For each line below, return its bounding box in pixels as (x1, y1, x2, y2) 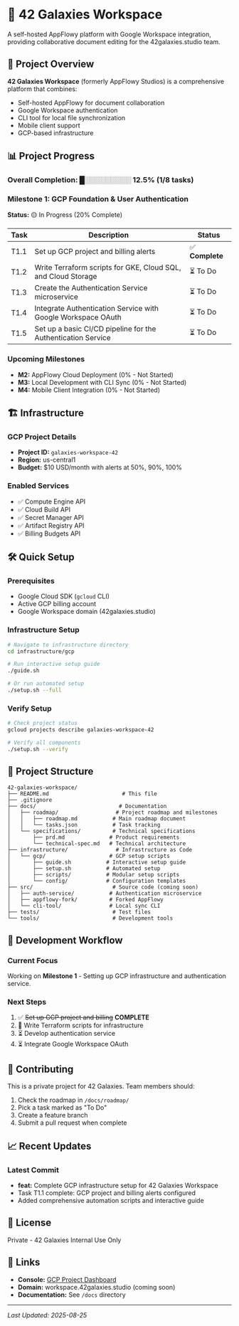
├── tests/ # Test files (7, 908, 152, 916)
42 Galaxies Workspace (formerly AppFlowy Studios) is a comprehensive (7, 77, 225, 85)
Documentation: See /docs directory (17, 1290, 126, 1299)
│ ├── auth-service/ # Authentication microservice (7, 890, 202, 897)
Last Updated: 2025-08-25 (7, 1310, 87, 1319)
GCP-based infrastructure (17, 128, 94, 137)
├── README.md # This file (7, 790, 158, 797)
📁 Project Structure (7, 765, 94, 778)
